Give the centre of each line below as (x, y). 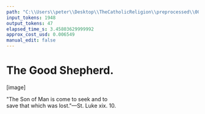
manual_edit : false (31, 40)
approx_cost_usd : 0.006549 (41, 35)
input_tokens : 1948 (31, 18)
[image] (16, 87)
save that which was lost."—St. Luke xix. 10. (61, 105)
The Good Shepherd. (60, 70)
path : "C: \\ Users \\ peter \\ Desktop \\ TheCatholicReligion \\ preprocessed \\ (101, 12)
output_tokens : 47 (30, 23)
